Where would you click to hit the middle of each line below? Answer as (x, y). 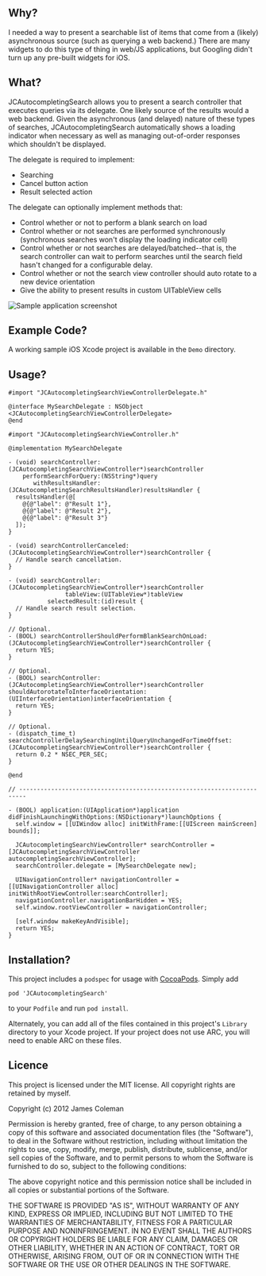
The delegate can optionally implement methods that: (95, 207)
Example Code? (48, 330)
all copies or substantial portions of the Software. (89, 1190)
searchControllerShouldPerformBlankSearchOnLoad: (124, 636)
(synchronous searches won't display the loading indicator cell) (123, 239)
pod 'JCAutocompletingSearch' (58, 994)
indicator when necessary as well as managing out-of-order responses (124, 135)
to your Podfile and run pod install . (68, 1008)
